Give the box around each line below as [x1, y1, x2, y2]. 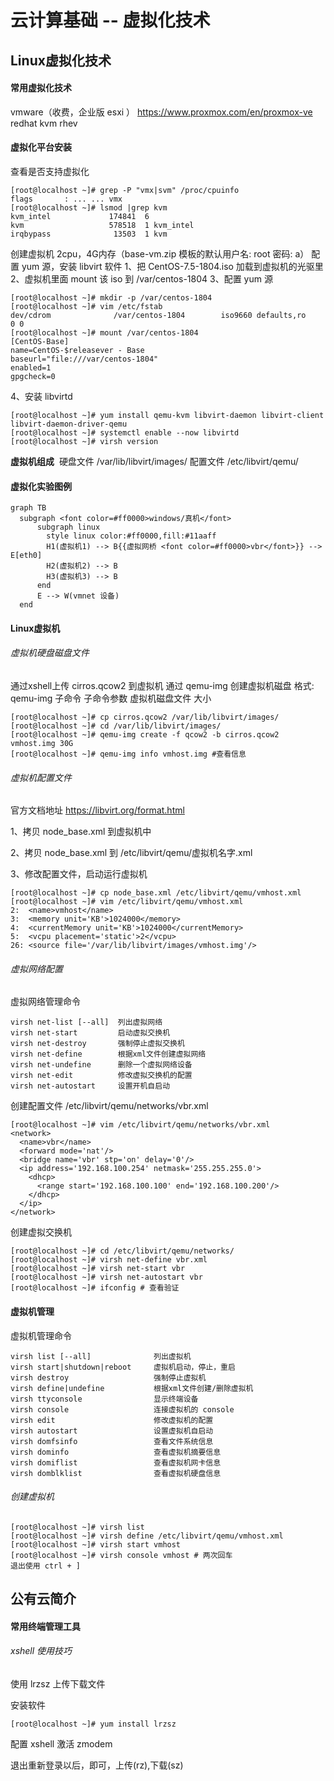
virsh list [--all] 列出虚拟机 [10, 1351, 192, 1361]
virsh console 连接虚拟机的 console [10, 1404, 235, 1415]
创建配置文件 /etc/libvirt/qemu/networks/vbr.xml [10, 1100, 209, 1112]
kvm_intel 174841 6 [10, 211, 150, 221]
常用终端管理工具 [10, 1620, 81, 1632]
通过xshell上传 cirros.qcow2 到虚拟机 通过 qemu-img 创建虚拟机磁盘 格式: [10, 679, 315, 691]
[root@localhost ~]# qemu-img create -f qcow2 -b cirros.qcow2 [10, 729, 280, 740]
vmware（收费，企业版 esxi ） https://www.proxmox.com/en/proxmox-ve [10, 106, 313, 118]
